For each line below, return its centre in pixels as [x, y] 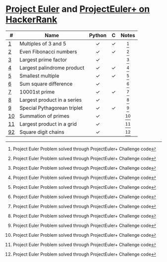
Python [98, 35]
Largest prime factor [43, 59]
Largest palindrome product [52, 68]
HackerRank [31, 20]
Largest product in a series [51, 100]
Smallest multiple [39, 76]
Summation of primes [45, 116]
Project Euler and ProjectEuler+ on [78, 9]
